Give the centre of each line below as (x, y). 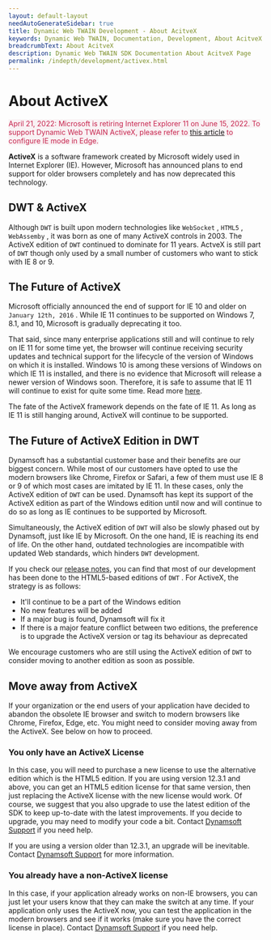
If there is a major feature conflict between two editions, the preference (139, 627)
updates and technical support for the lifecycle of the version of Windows (131, 356)
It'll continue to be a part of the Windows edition (100, 602)
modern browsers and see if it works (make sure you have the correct (125, 919)
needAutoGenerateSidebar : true (61, 23)
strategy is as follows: (44, 586)
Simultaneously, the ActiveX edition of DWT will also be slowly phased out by (134, 528)
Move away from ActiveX (73, 686)
